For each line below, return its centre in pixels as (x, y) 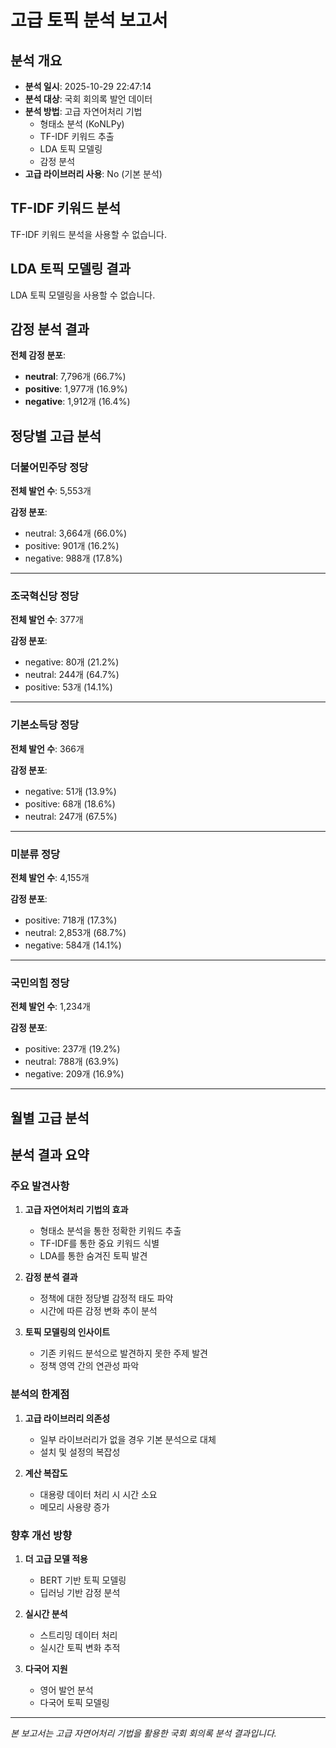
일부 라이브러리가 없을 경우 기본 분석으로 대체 (128, 1439)
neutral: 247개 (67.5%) (71, 816)
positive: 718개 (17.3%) (71, 920)
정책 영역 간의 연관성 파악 (89, 1366)
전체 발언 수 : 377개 (47, 620)
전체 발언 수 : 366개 (47, 748)
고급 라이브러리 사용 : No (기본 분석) (93, 174)
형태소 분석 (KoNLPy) (82, 124)
